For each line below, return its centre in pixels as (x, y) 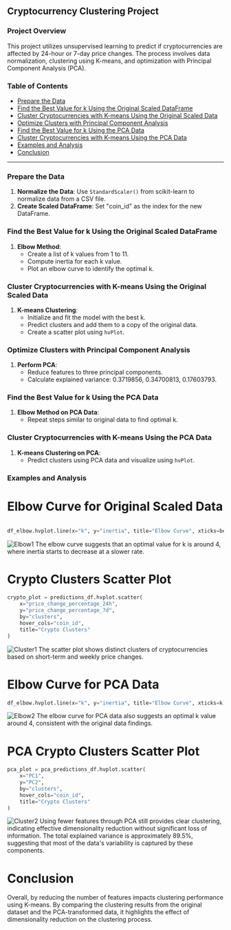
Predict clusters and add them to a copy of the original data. (112, 324)
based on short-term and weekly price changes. (75, 656)
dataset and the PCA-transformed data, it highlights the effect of (98, 912)
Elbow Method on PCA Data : (58, 413)
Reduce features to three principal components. (95, 373)
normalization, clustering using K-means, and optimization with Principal (109, 61)
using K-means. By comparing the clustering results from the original (104, 905)
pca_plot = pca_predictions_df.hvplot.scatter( (77, 770)
